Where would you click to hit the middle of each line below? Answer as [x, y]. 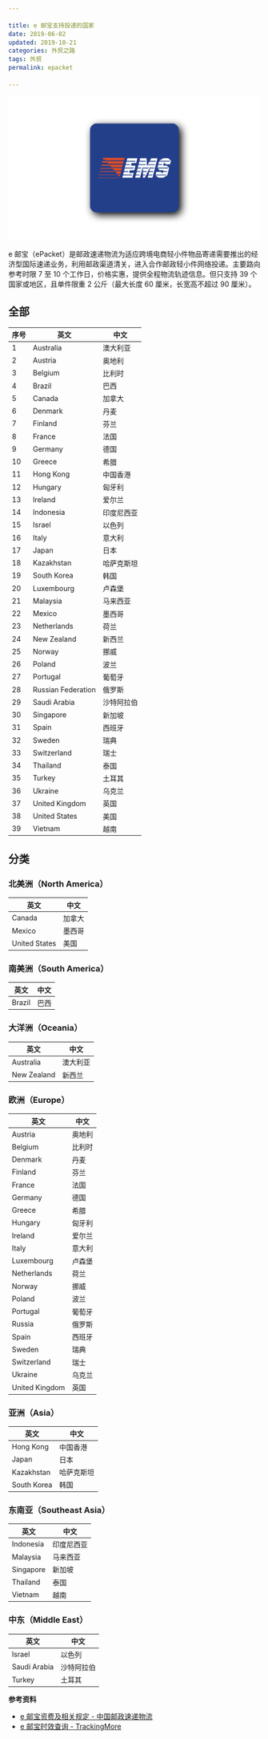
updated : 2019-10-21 [43, 43]
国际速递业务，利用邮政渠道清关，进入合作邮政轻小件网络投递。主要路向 [141, 264]
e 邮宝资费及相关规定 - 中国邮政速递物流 [86, 1716]
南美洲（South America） [59, 968]
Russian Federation [64, 689]
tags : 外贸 [25, 59]
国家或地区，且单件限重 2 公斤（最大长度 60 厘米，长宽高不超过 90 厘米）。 [132, 284]
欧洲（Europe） [39, 1101]
